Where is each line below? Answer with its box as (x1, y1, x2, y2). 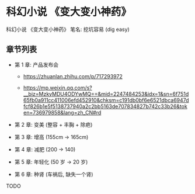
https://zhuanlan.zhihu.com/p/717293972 (23, 72, 123, 79)
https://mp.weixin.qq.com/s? (23, 84, 92, 91)
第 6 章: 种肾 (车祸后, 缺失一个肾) (14, 171, 93, 178)
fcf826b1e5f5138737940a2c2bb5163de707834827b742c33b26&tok (23, 103, 188, 110)
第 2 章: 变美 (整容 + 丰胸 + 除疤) (14, 121, 93, 128)
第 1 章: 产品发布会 (14, 61, 59, 68)
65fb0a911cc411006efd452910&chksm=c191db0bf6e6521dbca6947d (23, 96, 189, 103)
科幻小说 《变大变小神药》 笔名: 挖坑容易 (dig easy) (6, 26, 130, 33)
